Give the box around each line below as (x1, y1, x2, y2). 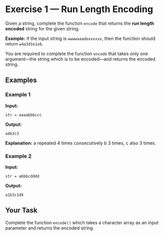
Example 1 (5, 91, 31, 98)
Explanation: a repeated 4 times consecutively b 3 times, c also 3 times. (5, 140, 156, 146)
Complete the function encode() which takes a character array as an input (5, 219, 159, 225)
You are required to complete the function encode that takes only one (5, 51, 148, 57)
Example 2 (5, 153, 32, 160)
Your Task (5, 206, 38, 215)
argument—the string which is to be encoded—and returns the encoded (5, 56, 156, 62)
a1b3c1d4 (5, 192, 24, 198)
